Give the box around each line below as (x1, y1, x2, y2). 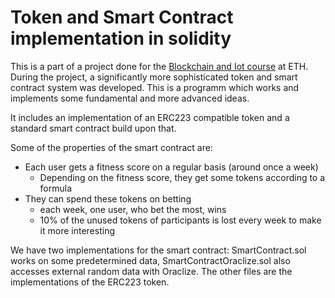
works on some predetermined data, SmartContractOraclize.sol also (10, 254, 291, 266)
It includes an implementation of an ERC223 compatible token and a (10, 111, 290, 123)
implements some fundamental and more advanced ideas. (10, 92, 250, 104)
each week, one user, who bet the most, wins (39, 203, 227, 215)
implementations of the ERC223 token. (10, 276, 170, 288)
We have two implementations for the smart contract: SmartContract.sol (10, 244, 307, 256)
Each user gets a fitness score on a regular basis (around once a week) (24, 161, 319, 173)
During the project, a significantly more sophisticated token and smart (10, 71, 298, 83)
